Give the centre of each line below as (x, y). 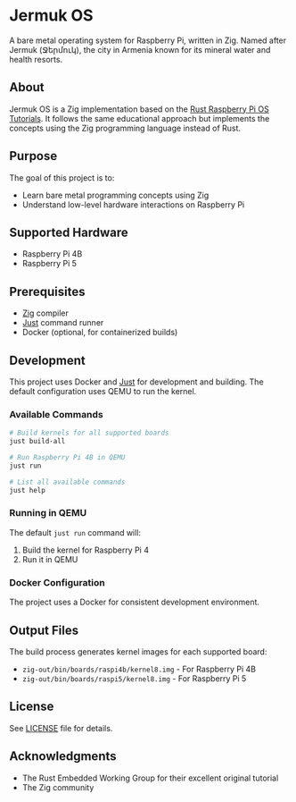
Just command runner (63, 323)
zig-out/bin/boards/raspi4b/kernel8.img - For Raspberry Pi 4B (139, 669)
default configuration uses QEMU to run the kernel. (103, 391)
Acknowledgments (63, 756)
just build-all (37, 442)
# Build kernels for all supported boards (89, 433)
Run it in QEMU (50, 559)
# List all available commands (67, 482)
